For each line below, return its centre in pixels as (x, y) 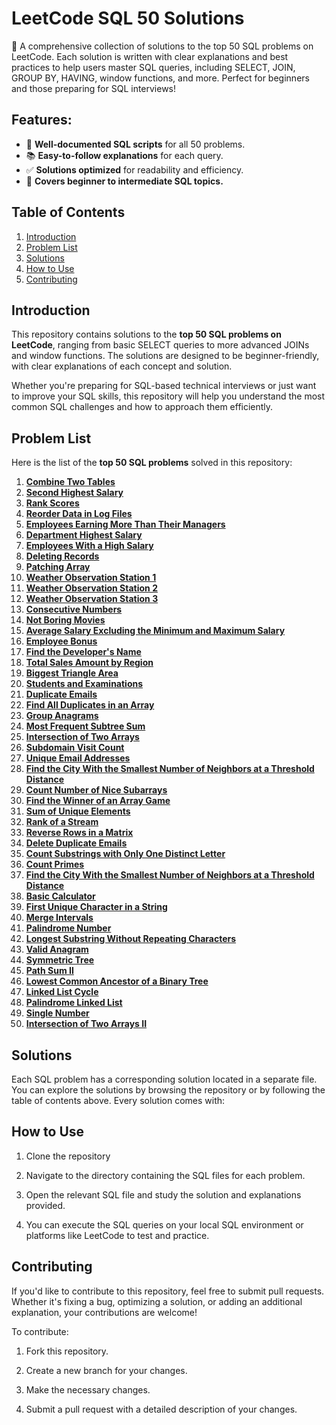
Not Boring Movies (65, 620)
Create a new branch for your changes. (106, 1370)
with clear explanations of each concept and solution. (122, 366)
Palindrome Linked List (74, 1003)
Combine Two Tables (70, 482)
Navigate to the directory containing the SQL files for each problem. (165, 1175)
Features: (42, 120)
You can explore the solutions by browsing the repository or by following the (168, 1090)
